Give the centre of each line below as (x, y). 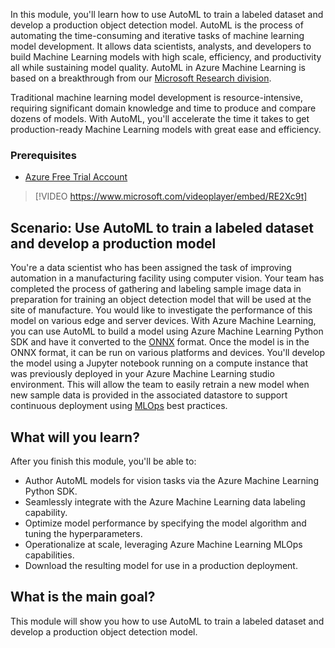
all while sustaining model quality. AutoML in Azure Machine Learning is (158, 67)
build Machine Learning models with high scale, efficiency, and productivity (166, 57)
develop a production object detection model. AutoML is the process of (157, 25)
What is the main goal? (83, 597)
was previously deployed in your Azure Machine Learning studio (142, 374)
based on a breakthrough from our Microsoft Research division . (141, 78)
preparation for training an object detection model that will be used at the (161, 300)
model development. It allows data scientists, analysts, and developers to (161, 46)
